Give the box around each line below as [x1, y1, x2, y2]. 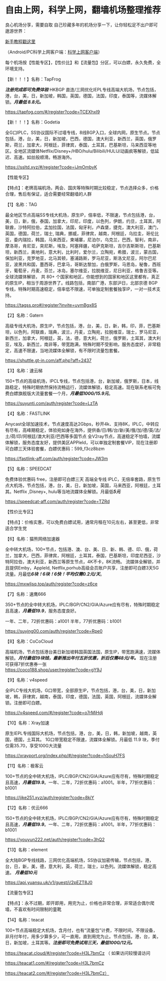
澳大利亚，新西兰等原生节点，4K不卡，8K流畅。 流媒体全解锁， [26, 559, 157, 565]
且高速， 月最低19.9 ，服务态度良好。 [5, 608, 79, 613]
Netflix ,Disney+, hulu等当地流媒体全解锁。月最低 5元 [13, 489, 121, 494]
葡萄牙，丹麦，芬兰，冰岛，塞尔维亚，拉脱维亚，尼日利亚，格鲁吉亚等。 [13, 267, 161, 273]
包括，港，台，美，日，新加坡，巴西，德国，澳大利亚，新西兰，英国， [5, 135, 148, 141]
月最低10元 [14, 869, 38, 875]
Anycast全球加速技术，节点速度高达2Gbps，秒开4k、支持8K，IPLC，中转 [5, 421, 155, 427]
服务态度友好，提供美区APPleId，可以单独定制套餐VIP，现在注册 [22, 439, 154, 445]
